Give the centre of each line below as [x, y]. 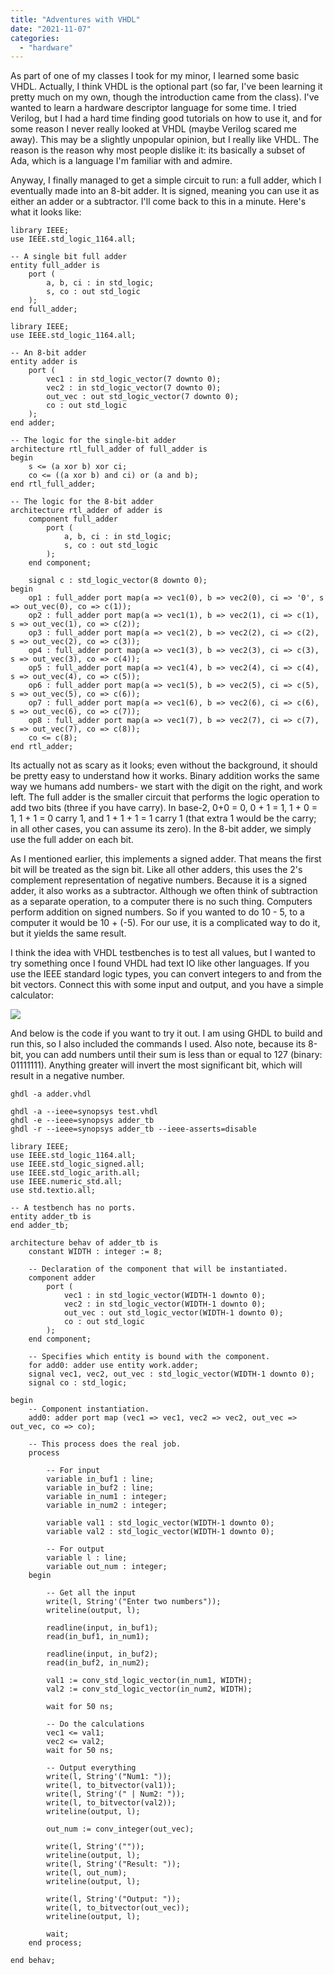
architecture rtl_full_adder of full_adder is [109, 449]
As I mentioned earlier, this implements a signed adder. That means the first [166, 859]
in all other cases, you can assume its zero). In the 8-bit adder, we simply [161, 829]
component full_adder [73, 519]
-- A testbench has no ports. [73, 1208]
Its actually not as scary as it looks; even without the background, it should [164, 765]
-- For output [75, 1549]
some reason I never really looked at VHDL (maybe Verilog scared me [154, 129]
